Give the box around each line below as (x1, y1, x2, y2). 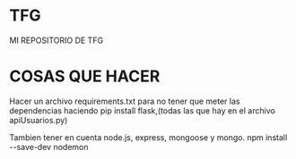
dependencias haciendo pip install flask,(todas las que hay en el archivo (9, 105, 275, 116)
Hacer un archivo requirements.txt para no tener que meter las (9, 96, 240, 106)
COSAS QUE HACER (9, 66, 161, 87)
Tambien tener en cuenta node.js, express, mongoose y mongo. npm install (9, 131, 288, 143)
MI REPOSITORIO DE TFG (9, 35, 104, 46)
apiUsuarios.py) (9, 114, 68, 125)
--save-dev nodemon (9, 141, 89, 152)
